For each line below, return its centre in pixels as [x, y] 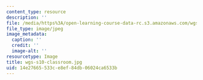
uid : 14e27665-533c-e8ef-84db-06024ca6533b [62, 68]
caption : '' [27, 40]
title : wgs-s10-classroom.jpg [44, 62]
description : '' [27, 17]
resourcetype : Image [32, 57]
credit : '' [25, 46]
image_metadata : [27, 34]
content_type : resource [36, 12]
